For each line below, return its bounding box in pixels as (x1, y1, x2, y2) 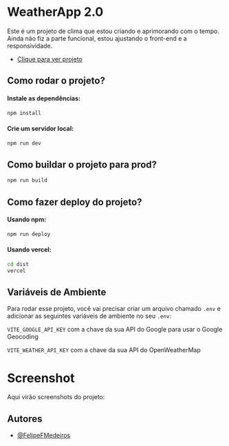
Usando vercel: (7, 245, 52, 254)
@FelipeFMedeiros (17, 432, 71, 440)
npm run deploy (7, 230, 51, 238)
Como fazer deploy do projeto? (7, 196, 142, 207)
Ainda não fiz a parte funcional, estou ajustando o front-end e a (7, 34, 187, 42)
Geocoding (7, 332, 39, 341)
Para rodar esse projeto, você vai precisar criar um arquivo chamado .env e (7, 305, 221, 313)
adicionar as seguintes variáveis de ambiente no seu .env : (7, 312, 172, 321)
